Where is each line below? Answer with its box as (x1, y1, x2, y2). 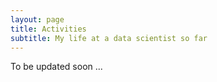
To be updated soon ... (10, 61, 103, 73)
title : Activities (10, 24, 87, 34)
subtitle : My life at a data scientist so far (10, 33, 208, 43)
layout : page (10, 14, 65, 25)
